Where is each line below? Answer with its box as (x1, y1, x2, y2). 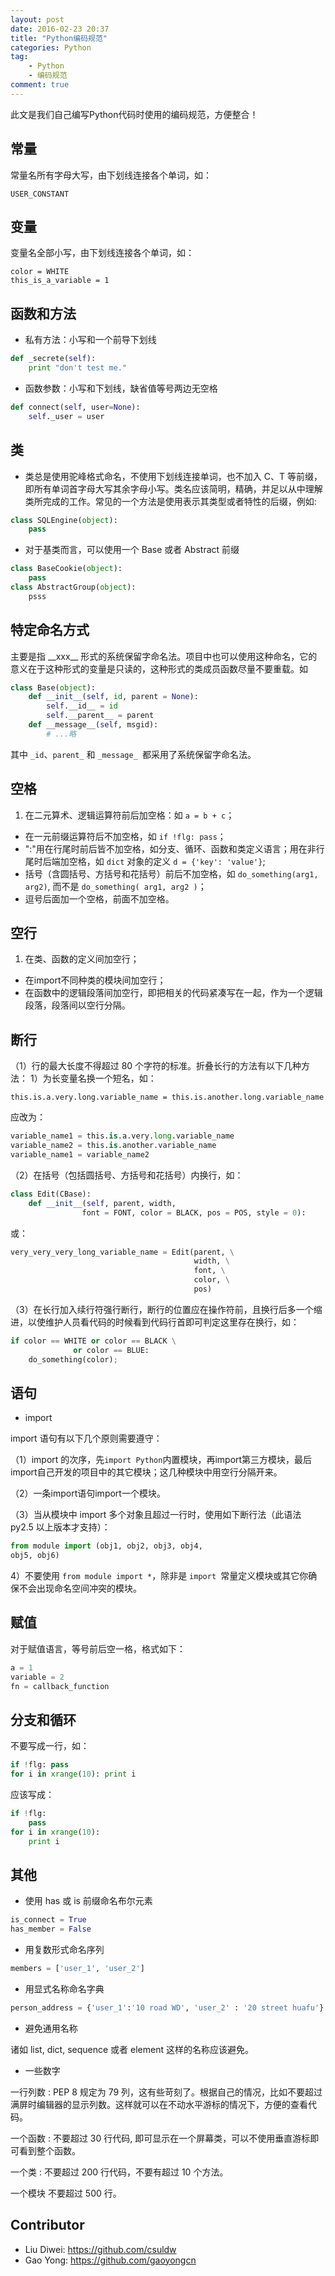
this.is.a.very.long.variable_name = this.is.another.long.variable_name (10, 1092, 325, 1103)
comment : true (10, 80, 70, 90)
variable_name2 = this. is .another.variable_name (10, 1141, 217, 1151)
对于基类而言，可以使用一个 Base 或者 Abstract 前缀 (24, 544, 240, 556)
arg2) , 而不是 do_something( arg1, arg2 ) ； (24, 880, 207, 892)
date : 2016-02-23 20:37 (10, 24, 110, 34)
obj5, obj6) (10, 1551, 60, 1561)
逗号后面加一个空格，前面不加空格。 (24, 892, 175, 905)
